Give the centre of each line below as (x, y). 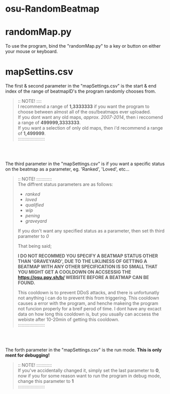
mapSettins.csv (39, 72)
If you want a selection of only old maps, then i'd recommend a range (90, 128)
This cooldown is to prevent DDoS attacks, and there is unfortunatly (89, 293)
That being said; (35, 246)
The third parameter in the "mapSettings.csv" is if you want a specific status (85, 164)
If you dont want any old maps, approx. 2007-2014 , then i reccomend (90, 117)
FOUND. (26, 283)
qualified (35, 205)
